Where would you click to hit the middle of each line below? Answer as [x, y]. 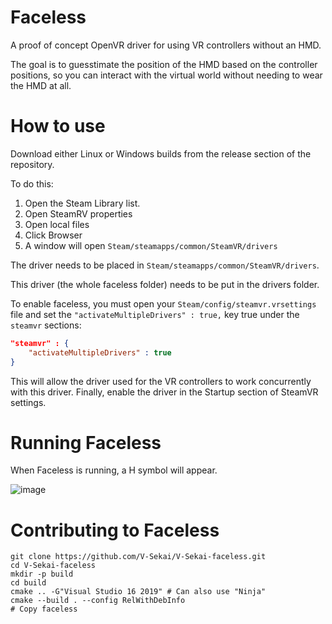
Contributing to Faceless [115, 530]
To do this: [32, 183]
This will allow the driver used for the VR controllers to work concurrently [161, 381]
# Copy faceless [44, 609]
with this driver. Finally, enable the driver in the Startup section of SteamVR [164, 392]
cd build [28, 583]
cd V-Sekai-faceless [53, 566]
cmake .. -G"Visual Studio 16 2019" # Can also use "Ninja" [138, 592]
